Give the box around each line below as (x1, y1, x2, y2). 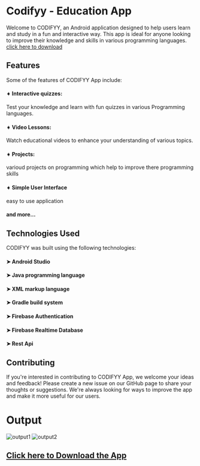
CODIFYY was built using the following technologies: (6, 244, 137, 251)
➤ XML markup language (6, 285, 70, 292)
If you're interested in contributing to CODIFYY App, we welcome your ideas (6, 373, 195, 380)
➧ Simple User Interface (6, 184, 68, 191)
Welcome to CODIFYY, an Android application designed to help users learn (6, 24, 190, 31)
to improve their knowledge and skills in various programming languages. (6, 37, 187, 44)
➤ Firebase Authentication (6, 313, 74, 320)
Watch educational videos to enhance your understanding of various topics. (6, 137, 193, 144)
